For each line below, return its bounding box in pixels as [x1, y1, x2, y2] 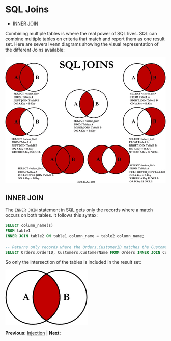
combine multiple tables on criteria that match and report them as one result [5, 36, 165, 42]
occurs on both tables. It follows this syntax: [5, 212, 98, 218]
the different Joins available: [5, 46, 65, 53]
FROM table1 [5, 228, 31, 233]
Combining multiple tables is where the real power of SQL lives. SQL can [5, 30, 157, 36]
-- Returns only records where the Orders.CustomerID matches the [5, 244, 149, 250]
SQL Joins [5, 4, 49, 15]
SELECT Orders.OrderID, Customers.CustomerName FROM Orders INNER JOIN [5, 250, 160, 255]
